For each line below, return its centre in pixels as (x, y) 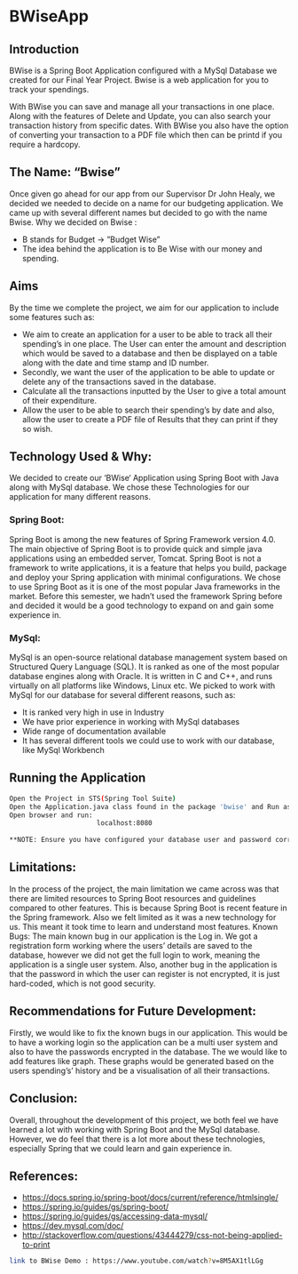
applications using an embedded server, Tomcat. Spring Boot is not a (135, 558)
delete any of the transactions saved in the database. (119, 381)
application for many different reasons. (80, 497)
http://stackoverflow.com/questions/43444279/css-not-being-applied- (152, 1235)
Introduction (44, 49)
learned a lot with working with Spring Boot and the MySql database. (135, 1129)
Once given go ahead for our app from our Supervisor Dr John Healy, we (142, 194)
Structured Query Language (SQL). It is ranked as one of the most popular (145, 667)
